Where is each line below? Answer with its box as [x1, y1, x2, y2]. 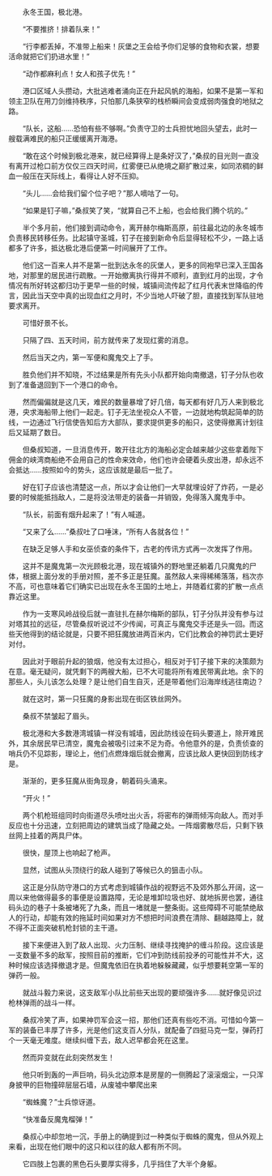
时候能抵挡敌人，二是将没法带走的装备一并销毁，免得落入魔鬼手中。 [22, 493, 249, 502]
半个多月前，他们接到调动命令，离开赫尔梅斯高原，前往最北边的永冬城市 [22, 223, 264, 233]
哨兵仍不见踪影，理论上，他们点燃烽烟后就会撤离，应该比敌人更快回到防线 [8, 749, 257, 758]
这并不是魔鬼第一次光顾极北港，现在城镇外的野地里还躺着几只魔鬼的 [22, 562, 249, 571]
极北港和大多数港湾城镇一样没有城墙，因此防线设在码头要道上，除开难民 [22, 729, 264, 738]
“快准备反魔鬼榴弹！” [22, 1114, 93, 1124]
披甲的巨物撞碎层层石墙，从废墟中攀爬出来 [15, 1080, 158, 1089]
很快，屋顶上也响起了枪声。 [22, 848, 115, 857]
